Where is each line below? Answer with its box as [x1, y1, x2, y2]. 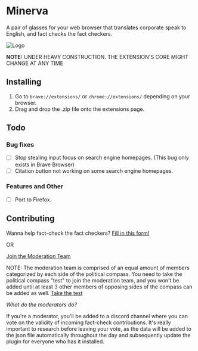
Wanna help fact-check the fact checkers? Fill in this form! [6, 229, 150, 237]
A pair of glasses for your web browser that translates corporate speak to [6, 24, 187, 31]
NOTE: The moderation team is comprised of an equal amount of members [6, 264, 190, 271]
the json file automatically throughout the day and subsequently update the [6, 331, 191, 338]
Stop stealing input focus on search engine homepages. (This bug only [14, 154, 189, 161]
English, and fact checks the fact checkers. [6, 30, 113, 37]
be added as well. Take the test [6, 289, 83, 296]
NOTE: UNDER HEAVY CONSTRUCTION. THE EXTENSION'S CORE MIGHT [6, 53, 189, 60]
